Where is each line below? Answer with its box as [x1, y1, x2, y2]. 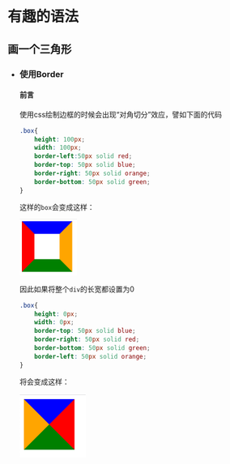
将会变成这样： [19, 377, 70, 386]
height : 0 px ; [34, 309, 79, 318]
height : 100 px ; [34, 135, 86, 143]
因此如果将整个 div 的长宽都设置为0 [19, 284, 135, 294]
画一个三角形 [7, 42, 72, 56]
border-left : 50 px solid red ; [34, 152, 133, 160]
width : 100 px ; [34, 143, 82, 152]
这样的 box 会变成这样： [19, 202, 95, 211]
